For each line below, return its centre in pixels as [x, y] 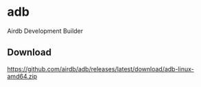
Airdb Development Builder [45, 31]
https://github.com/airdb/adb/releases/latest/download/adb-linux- [100, 69]
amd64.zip [22, 76]
